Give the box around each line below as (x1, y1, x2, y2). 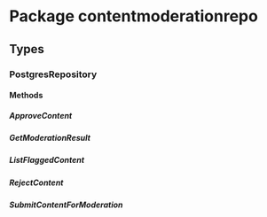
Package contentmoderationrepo (9, 6, 259, 27)
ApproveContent (9, 110, 73, 120)
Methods (9, 90, 43, 101)
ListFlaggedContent (9, 155, 85, 166)
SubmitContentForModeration (9, 199, 123, 210)
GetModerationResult (9, 133, 91, 143)
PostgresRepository (9, 68, 98, 81)
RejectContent (9, 177, 64, 188)
